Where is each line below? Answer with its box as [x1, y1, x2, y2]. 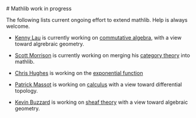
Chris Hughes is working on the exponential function [14, 70, 143, 76]
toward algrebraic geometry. [14, 41, 85, 47]
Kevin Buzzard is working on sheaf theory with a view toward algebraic [14, 99, 188, 106]
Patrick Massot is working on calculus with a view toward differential [14, 81, 182, 88]
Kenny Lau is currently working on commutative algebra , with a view [14, 34, 182, 41]
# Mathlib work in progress [6, 5, 72, 12]
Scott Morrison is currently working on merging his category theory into [14, 52, 191, 58]
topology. [14, 87, 38, 94]
